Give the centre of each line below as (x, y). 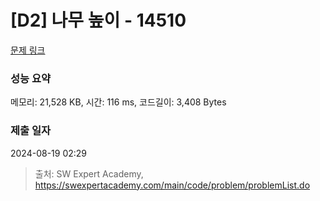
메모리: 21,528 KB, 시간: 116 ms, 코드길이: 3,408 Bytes (118, 102)
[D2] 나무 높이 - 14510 (98, 20)
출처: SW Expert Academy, (89, 173)
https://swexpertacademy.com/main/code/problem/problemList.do (172, 185)
